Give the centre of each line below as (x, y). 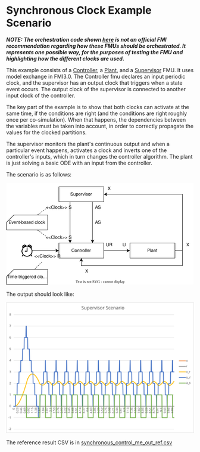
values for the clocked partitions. (47, 132)
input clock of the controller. (41, 95)
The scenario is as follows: (39, 174)
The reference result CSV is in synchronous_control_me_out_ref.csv (89, 442)
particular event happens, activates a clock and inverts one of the (87, 150)
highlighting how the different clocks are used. (65, 58)
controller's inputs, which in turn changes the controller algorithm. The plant (99, 156)
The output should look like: (40, 294)
